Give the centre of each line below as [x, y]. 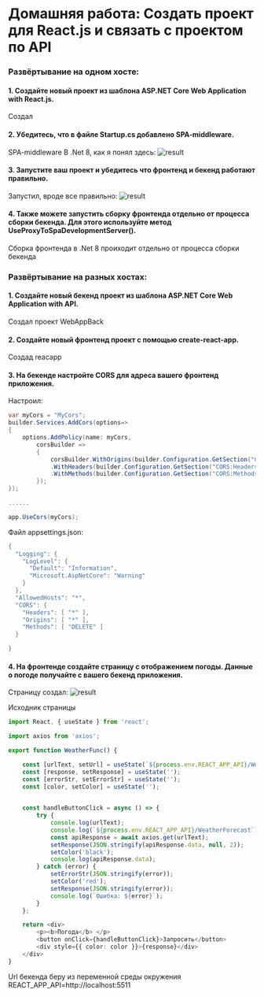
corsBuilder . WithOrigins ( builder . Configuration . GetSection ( [150, 459]
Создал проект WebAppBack [56, 322]
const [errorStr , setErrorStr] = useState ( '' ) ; [101, 779]
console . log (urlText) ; [87, 823]
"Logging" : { [37, 554]
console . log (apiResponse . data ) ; [103, 859]
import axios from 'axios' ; [54, 736]
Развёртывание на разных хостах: [78, 276]
